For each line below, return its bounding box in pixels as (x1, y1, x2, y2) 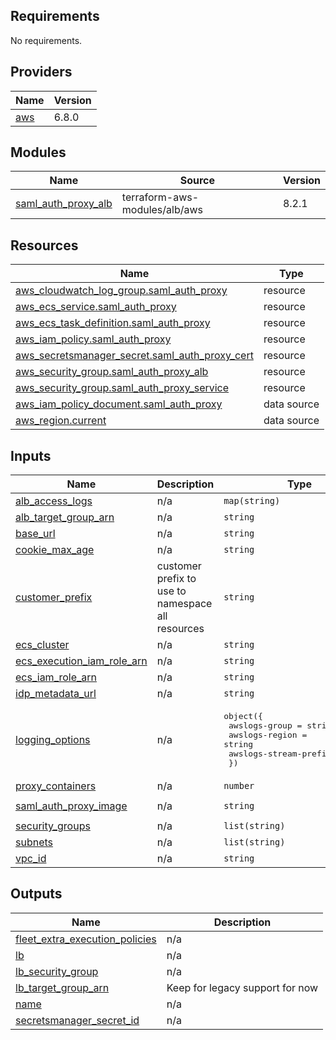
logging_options (15, 733, 91, 747)
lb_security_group (15, 964, 99, 978)
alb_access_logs (15, 494, 93, 508)
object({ (223, 711, 263, 722)
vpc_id (15, 852, 47, 866)
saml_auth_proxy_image (15, 799, 128, 813)
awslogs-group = (228, 720, 303, 731)
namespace (156, 597, 213, 611)
